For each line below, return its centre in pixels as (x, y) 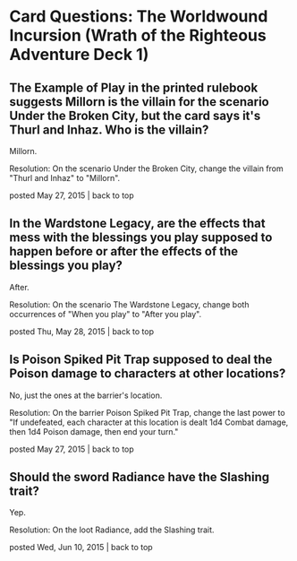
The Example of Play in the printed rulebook (134, 87)
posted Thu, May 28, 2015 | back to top (82, 331)
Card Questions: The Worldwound (139, 17)
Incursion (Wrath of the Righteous (138, 35)
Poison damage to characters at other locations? (148, 374)
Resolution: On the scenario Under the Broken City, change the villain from (146, 168)
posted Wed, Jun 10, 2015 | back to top (81, 548)
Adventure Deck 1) (79, 55)
